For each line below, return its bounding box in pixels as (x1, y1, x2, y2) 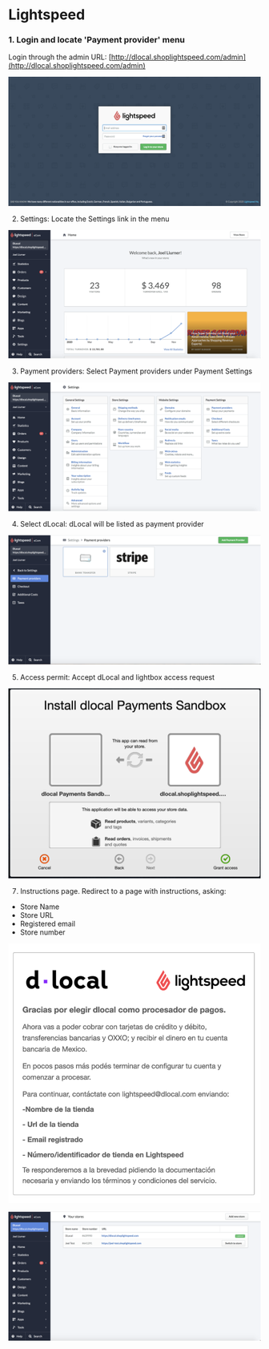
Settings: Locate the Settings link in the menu (19, 214, 170, 224)
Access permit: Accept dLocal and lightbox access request (19, 672, 215, 682)
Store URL (19, 910, 54, 919)
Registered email (19, 919, 76, 928)
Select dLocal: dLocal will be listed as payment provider (19, 519, 204, 528)
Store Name (19, 902, 60, 911)
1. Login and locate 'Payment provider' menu (8, 34, 186, 46)
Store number (19, 927, 66, 937)
